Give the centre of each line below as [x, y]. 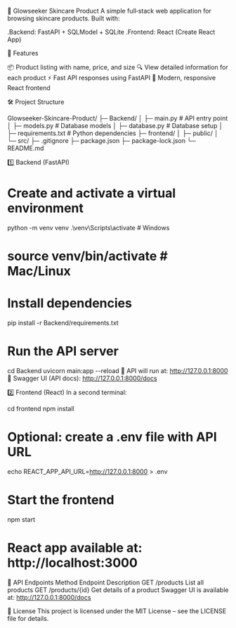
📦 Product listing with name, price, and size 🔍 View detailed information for [118, 67]
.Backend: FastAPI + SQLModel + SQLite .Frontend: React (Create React [111, 32]
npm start [21, 519]
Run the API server [63, 351]
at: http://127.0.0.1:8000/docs [49, 597]
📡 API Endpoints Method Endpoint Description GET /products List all [106, 582]
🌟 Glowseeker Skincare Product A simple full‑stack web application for [110, 11]
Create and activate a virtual [92, 193]
